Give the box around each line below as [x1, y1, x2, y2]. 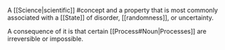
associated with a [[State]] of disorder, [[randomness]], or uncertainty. [7, 13, 214, 22]
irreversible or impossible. [7, 35, 84, 43]
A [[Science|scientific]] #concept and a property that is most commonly [7, 6, 219, 14]
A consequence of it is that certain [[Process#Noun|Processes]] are [7, 27, 206, 35]
